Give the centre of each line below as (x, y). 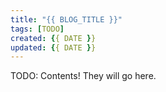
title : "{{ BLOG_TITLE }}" (66, 19)
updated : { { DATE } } (53, 47)
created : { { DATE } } (53, 38)
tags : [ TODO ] (37, 29)
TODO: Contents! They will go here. (83, 76)
